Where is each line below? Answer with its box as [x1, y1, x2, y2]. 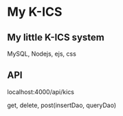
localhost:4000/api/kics [7, 87, 74, 96]
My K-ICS [7, 4, 63, 20]
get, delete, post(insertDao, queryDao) [7, 101, 117, 109]
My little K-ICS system [7, 32, 104, 43]
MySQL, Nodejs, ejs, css [7, 49, 77, 58]
